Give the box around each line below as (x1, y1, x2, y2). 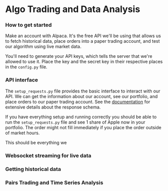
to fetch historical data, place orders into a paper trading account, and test (5, 38, 160, 44)
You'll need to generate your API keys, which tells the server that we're (5, 53, 152, 59)
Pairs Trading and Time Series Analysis (5, 179, 103, 186)
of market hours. (5, 130, 40, 136)
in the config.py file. (5, 64, 48, 70)
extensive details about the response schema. (5, 104, 101, 110)
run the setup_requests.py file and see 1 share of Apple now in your (5, 119, 145, 125)
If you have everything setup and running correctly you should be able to (5, 114, 157, 120)
